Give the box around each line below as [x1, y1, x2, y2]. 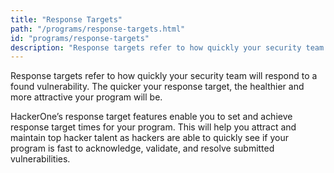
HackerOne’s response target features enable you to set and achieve [10, 111, 293, 123]
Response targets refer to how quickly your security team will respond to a [10, 70, 318, 82]
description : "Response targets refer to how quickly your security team [10, 42, 325, 53]
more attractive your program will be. [10, 91, 163, 103]
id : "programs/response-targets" [10, 33, 150, 43]
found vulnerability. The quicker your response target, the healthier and [10, 81, 305, 93]
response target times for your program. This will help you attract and [10, 121, 297, 133]
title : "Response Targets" [10, 14, 123, 25]
